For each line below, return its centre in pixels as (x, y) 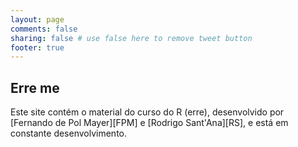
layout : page (37, 19)
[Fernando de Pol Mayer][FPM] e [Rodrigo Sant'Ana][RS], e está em (149, 123)
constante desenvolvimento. (69, 133)
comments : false (44, 29)
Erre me (35, 87)
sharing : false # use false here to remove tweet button (131, 38)
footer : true (37, 47)
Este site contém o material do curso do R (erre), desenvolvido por (147, 112)
